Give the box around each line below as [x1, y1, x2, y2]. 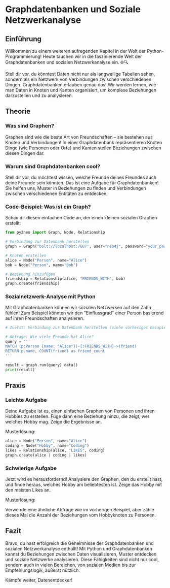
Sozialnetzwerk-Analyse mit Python [5, 293, 96, 300]
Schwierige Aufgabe [5, 465, 57, 472]
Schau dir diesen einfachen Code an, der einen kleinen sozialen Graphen [5, 215, 157, 221]
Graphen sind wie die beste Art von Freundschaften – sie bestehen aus [5, 134, 153, 140]
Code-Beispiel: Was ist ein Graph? [5, 203, 91, 210]
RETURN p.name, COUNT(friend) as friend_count [5, 348, 105, 353]
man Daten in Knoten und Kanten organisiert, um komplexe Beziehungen [5, 87, 157, 93]
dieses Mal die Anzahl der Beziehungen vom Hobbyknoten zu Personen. [5, 512, 156, 518]
